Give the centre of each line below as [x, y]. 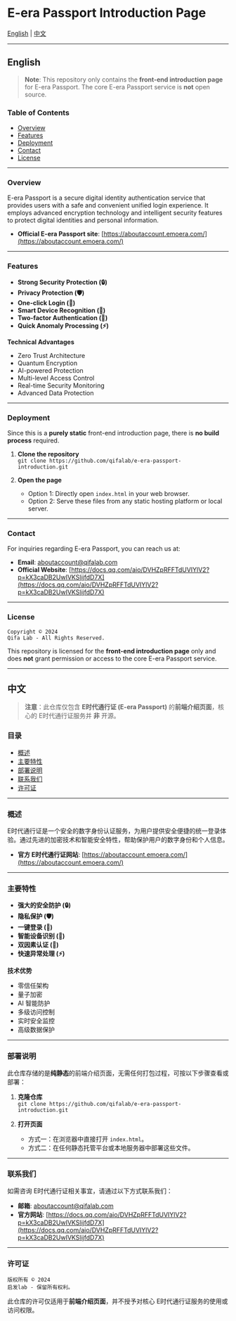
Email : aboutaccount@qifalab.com [67, 562]
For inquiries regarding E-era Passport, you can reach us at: [94, 549]
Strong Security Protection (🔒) [62, 282]
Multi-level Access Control [56, 378]
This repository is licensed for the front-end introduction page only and [112, 651]
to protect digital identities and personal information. [83, 220]
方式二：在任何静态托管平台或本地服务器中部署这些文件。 [111, 1147]
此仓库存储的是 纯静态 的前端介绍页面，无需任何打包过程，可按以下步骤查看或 [118, 1073]
